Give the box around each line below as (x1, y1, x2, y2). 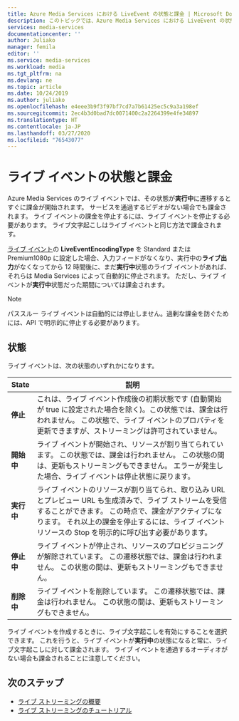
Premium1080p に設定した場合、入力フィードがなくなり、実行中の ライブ (7, 254, 221, 262)
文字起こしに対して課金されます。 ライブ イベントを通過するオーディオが (13, 645, 228, 653)
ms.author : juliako (7, 97, 65, 104)
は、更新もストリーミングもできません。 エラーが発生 (36, 461, 217, 470)
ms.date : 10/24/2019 (7, 90, 69, 97)
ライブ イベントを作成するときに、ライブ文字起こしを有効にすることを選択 (7, 628, 228, 636)
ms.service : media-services (7, 57, 91, 64)
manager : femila (7, 43, 55, 51)
